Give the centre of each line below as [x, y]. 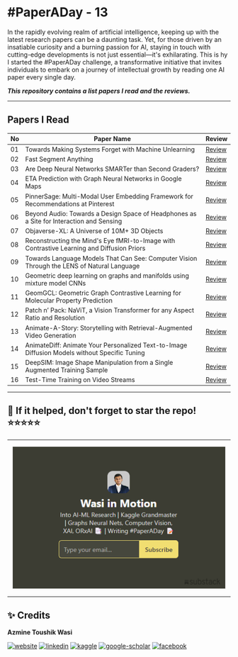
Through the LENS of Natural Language [83, 266]
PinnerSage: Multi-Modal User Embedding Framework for [109, 196]
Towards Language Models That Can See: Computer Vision [111, 258]
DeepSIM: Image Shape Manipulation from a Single [99, 363]
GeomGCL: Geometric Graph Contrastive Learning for [103, 293]
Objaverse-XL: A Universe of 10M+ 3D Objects [94, 231]
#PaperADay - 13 [58, 12]
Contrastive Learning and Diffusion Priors [85, 248]
